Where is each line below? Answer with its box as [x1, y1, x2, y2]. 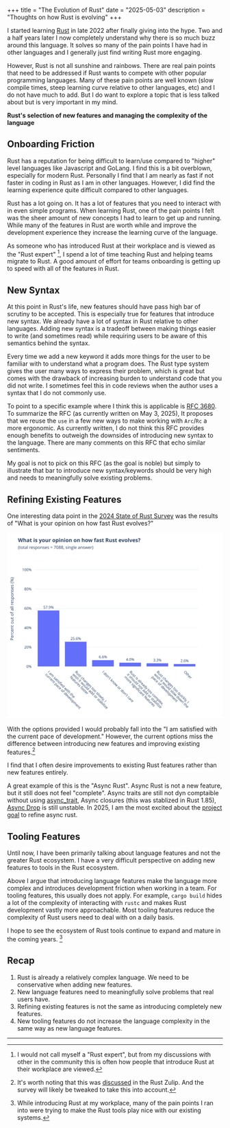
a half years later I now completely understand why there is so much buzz [7, 34, 216, 42]
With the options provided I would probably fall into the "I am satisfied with [7, 725, 218, 733]
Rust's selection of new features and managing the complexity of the [7, 111, 207, 119]
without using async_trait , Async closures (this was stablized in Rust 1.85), [7, 796, 217, 805]
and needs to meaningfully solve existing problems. [7, 473, 153, 482]
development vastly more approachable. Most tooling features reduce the [7, 906, 215, 915]
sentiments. [7, 446, 40, 454]
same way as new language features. [16, 1024, 123, 1032]
